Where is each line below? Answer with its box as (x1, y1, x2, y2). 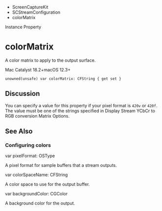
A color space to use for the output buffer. (5, 181, 90, 188)
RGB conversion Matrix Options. (5, 113, 70, 119)
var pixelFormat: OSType (5, 153, 55, 159)
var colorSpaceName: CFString (5, 172, 68, 178)
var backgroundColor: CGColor (5, 191, 68, 197)
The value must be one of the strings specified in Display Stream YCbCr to (5, 108, 155, 114)
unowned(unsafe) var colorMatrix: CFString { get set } (5, 76, 121, 81)
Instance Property (5, 24, 42, 30)
